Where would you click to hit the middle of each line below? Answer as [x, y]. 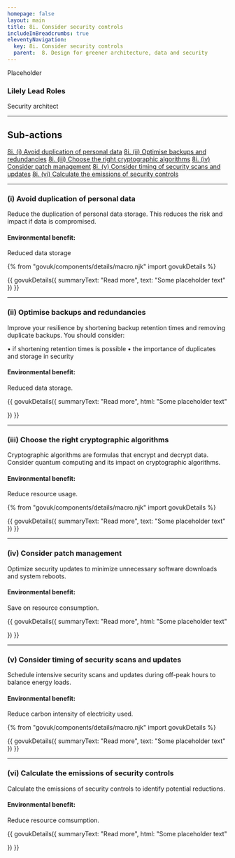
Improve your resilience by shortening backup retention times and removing [116, 327]
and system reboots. [37, 576]
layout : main [26, 20]
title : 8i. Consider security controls [65, 27]
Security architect [33, 107]
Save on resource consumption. [53, 608]
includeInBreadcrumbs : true [48, 33]
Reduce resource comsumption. [54, 820]
